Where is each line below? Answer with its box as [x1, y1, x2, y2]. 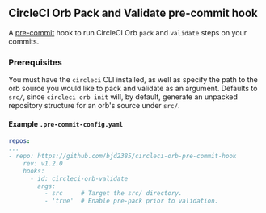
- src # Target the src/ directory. [44, 190, 183, 198]
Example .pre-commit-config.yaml [8, 119, 124, 128]
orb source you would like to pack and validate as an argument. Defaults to [8, 84, 258, 94]
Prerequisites [8, 56, 62, 68]
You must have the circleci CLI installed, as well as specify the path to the [8, 75, 259, 85]
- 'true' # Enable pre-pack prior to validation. [44, 197, 219, 205]
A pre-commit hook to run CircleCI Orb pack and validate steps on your [8, 27, 247, 37]
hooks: [23, 167, 45, 175]
